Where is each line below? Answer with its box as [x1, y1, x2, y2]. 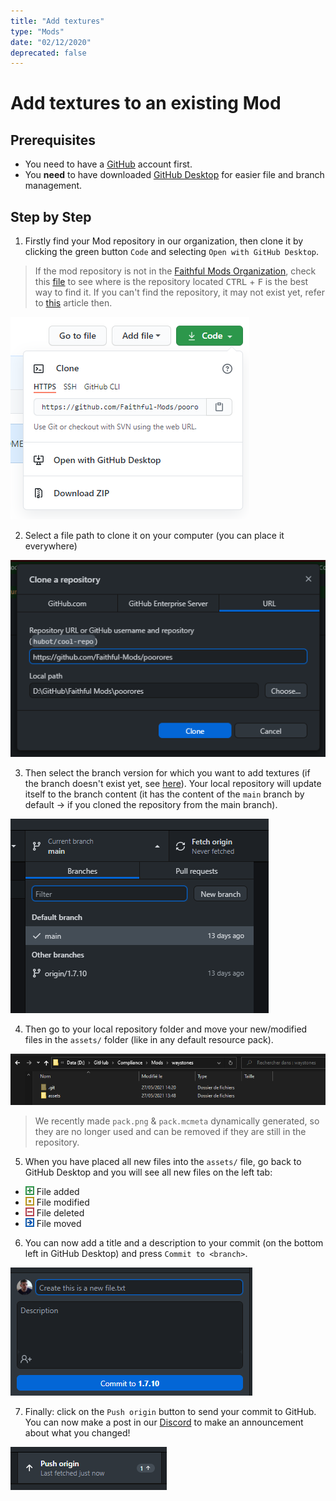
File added [36, 1185, 80, 1197]
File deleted [36, 1206, 85, 1219]
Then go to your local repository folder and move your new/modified [24, 1023, 308, 1035]
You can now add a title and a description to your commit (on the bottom [24, 1236, 324, 1249]
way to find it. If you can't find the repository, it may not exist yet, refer [34, 286, 325, 299]
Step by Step [10, 208, 92, 225]
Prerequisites [10, 131, 96, 149]
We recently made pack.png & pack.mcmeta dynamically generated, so [34, 1115, 320, 1127]
